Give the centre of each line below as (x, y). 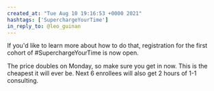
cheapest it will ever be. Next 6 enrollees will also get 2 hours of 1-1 (102, 73)
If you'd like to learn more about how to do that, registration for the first (107, 46)
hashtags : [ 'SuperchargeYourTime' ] (58, 20)
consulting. (23, 81)
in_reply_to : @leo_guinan (44, 26)
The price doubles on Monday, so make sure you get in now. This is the (107, 66)
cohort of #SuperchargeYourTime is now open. (73, 53)
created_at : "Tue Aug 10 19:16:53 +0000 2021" (75, 13)
